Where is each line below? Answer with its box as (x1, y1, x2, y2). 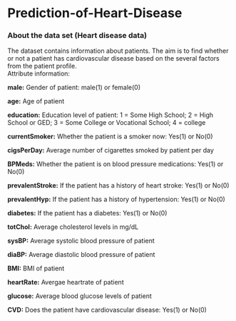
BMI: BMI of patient (7, 264, 65, 272)
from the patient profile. (7, 62, 77, 71)
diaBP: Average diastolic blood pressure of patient (7, 250, 155, 259)
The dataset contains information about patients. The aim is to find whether (7, 46, 229, 55)
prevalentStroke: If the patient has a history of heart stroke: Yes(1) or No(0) (7, 181, 230, 190)
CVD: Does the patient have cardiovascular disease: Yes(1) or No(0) (7, 305, 207, 315)
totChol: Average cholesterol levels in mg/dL (7, 223, 139, 231)
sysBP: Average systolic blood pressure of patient (7, 237, 155, 245)
